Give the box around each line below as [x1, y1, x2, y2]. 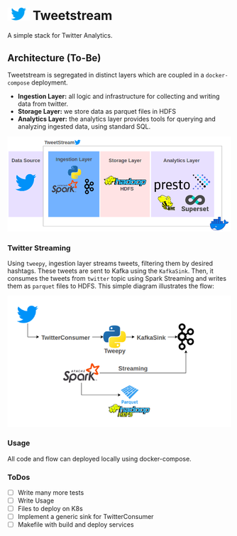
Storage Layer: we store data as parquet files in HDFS [17, 107, 177, 116]
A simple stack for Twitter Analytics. [7, 31, 113, 40]
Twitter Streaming [7, 242, 71, 252]
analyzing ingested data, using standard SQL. [17, 122, 151, 131]
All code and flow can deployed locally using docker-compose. [7, 454, 192, 463]
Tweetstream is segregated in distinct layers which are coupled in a [7, 71, 204, 80]
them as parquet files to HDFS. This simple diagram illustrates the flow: [7, 282, 214, 290]
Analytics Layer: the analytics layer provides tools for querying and [17, 114, 216, 124]
